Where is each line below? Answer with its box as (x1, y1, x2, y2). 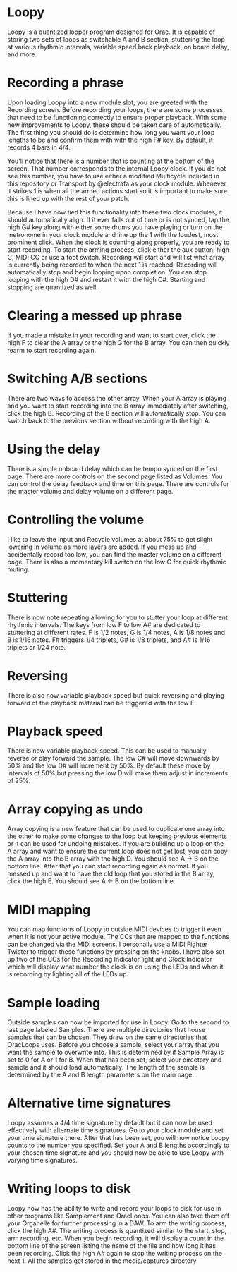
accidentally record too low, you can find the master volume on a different (7, 550, 222, 558)
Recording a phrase (7, 75, 124, 91)
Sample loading (7, 995, 101, 1011)
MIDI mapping (7, 902, 91, 918)
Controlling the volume (7, 511, 145, 528)
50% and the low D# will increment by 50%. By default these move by (7, 761, 211, 770)
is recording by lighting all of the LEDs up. (7, 970, 129, 979)
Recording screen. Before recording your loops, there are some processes (7, 105, 224, 114)
